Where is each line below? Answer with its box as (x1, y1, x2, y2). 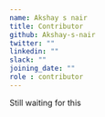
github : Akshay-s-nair (9, 30, 96, 39)
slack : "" (9, 55, 47, 64)
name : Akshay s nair (9, 13, 89, 23)
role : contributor (9, 73, 84, 82)
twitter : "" (9, 38, 55, 48)
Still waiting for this (9, 97, 82, 108)
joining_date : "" (9, 64, 76, 73)
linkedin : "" (9, 47, 59, 56)
